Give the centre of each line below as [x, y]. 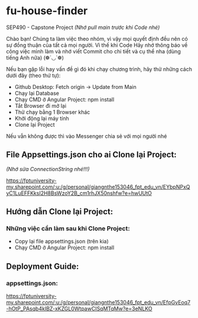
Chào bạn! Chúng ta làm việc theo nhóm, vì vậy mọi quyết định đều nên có [97, 38]
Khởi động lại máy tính [42, 118]
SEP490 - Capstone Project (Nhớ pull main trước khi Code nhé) [83, 27]
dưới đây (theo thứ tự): [33, 75]
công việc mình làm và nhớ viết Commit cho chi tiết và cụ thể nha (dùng [94, 51]
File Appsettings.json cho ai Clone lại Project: [92, 155]
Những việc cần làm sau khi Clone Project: [68, 229]
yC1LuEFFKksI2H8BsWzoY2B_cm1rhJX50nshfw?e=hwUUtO [79, 193]
